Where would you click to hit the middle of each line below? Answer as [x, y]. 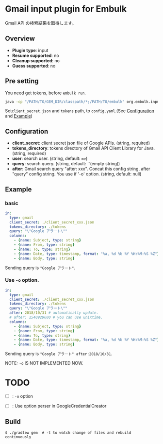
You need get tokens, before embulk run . [46, 93]
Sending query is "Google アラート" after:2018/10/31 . [59, 354]
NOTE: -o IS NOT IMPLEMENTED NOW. [44, 363]
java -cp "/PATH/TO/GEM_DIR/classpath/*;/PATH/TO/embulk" [65, 102]
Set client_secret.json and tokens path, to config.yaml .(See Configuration [80, 111]
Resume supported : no [35, 55]
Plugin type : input [30, 50]
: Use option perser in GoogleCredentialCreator [59, 406]
